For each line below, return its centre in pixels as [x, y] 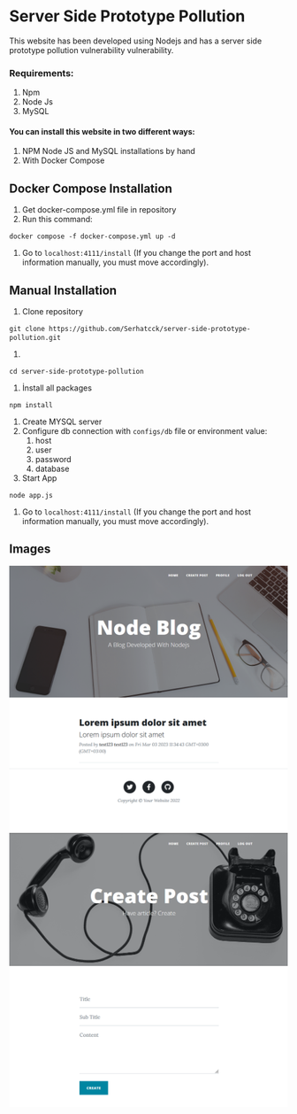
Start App [39, 478]
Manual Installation [63, 290]
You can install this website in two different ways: [103, 131]
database [52, 469]
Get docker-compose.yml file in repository [99, 210]
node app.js [31, 496]
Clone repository [53, 312]
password [53, 460]
